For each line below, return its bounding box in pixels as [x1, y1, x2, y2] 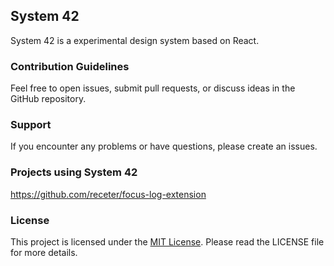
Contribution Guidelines [10, 59, 130, 73]
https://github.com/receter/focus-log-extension [10, 188, 207, 200]
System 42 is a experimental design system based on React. [10, 34, 260, 46]
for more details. [10, 247, 78, 258]
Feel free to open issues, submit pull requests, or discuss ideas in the [10, 82, 296, 94]
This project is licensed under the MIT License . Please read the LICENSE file [10, 236, 325, 248]
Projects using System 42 [10, 165, 138, 179]
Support [10, 118, 52, 132]
